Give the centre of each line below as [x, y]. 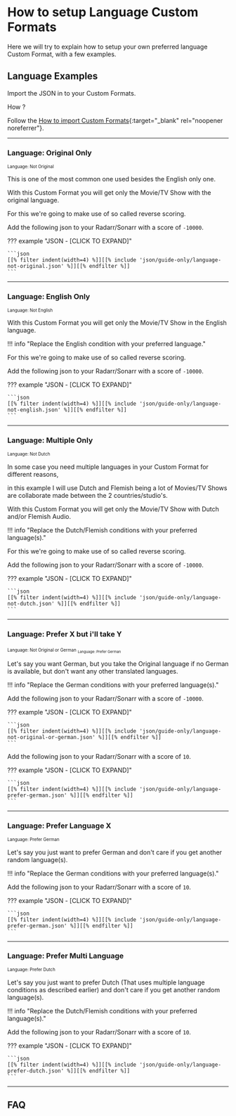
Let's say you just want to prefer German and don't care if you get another [115, 852]
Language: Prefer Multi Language [66, 956]
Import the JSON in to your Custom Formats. [72, 93]
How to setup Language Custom [103, 12]
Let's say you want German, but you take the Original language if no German [118, 664]
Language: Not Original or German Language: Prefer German [64, 651]
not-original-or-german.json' [52, 738]
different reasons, [33, 474]
